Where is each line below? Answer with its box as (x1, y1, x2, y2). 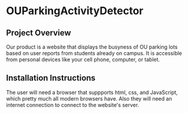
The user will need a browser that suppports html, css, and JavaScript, (6, 89, 178, 96)
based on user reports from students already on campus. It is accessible (6, 50, 183, 57)
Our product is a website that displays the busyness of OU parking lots (6, 43, 178, 50)
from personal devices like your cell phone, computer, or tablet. (6, 56, 160, 63)
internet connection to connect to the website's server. (6, 101, 140, 108)
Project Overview (6, 28, 71, 38)
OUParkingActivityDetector (6, 4, 144, 18)
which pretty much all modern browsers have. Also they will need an (6, 95, 172, 102)
